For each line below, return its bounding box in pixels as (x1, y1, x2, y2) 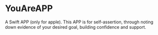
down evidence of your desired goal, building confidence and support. (5, 24, 146, 30)
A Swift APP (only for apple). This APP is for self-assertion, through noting (5, 19, 154, 25)
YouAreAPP (5, 3, 53, 14)
